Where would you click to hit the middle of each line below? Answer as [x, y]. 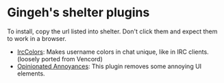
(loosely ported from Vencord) [60, 59]
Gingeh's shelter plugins [78, 13]
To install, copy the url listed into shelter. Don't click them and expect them [112, 31]
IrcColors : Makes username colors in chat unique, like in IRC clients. [113, 52]
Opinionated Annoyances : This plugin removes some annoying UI [109, 66]
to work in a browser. [37, 38]
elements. [31, 73]
